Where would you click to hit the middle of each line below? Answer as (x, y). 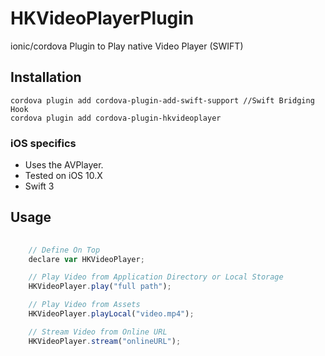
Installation (46, 77)
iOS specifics (43, 143)
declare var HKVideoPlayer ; (86, 259)
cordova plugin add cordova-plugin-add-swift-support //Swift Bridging (162, 100)
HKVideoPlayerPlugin (102, 18)
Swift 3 (39, 186)
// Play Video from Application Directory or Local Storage (156, 277)
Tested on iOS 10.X (63, 176)
